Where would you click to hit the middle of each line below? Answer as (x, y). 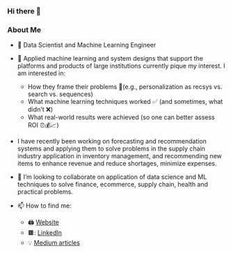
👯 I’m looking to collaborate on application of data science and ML (112, 177)
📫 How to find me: (44, 206)
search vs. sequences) (61, 94)
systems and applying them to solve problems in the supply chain (111, 148)
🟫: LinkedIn (45, 233)
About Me (24, 29)
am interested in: (41, 73)
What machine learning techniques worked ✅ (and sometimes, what (125, 102)
